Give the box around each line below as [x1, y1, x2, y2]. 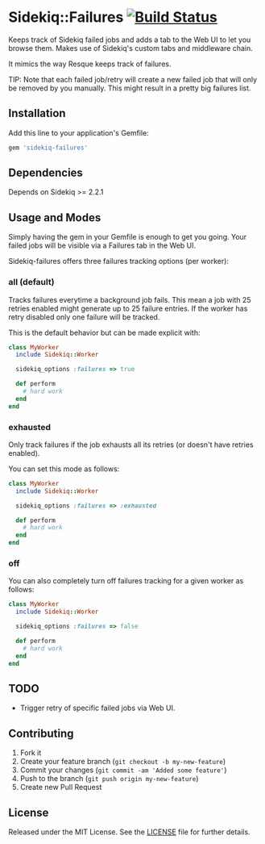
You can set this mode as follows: [8, 464, 120, 474]
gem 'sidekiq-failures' [8, 144, 89, 152]
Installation [8, 107, 66, 120]
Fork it [19, 748, 42, 758]
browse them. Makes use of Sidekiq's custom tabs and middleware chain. [8, 43, 254, 52]
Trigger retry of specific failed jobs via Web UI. [19, 703, 176, 713]
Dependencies [8, 166, 83, 180]
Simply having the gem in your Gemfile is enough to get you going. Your [8, 232, 247, 242]
